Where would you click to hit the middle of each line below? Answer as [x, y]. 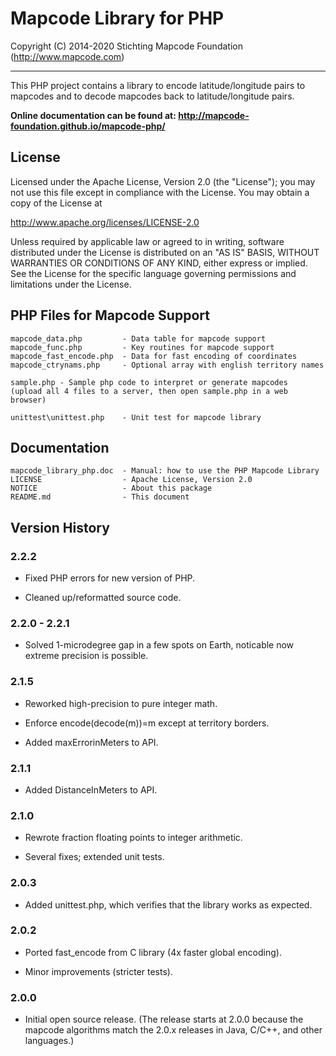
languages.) [49, 1041]
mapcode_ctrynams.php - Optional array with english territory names [167, 365]
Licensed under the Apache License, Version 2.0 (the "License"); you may [163, 181]
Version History [60, 527]
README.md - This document [100, 497]
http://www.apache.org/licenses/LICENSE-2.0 [105, 222]
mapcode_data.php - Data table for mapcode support [138, 338]
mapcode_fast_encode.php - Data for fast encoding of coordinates [154, 356]
